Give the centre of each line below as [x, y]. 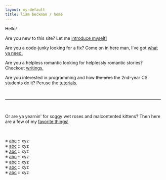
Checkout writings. [24, 68]
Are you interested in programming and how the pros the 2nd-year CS [76, 77]
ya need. [14, 53]
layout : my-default [25, 10]
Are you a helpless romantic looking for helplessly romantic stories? [74, 62]
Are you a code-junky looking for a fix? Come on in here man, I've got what [82, 48]
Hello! [11, 28]
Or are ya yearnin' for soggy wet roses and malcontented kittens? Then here [83, 116]
